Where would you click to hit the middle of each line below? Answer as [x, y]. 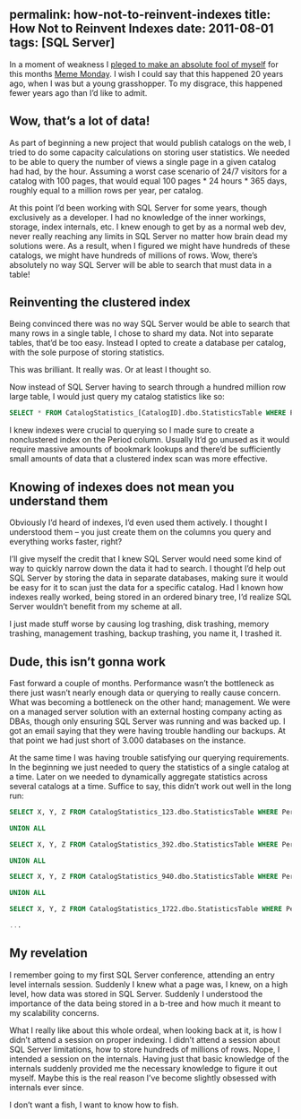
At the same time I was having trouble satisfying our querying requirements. [149, 757]
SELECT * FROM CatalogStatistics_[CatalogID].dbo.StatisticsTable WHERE [148, 413]
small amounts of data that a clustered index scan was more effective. [139, 459]
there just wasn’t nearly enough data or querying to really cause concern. [145, 693]
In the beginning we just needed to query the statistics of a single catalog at [149, 767]
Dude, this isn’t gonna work [87, 662]
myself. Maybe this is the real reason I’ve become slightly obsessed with [143, 1078]
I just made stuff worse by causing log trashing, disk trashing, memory [139, 624]
